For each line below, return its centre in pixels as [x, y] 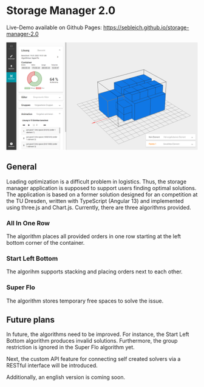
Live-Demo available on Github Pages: [54, 27]
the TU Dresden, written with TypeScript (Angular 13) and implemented [95, 200]
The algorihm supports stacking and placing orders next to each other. [95, 272]
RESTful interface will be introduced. [52, 366]
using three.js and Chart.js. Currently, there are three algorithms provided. [99, 207]
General [22, 167]
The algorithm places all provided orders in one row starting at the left [93, 236]
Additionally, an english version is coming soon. [66, 377]
